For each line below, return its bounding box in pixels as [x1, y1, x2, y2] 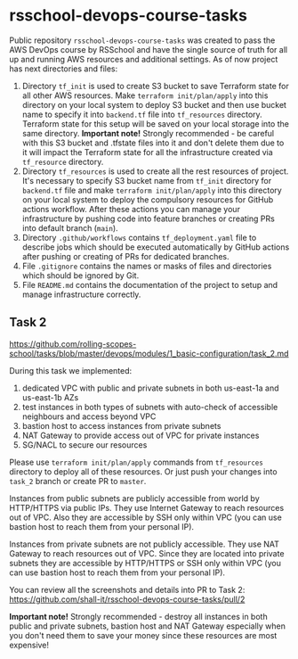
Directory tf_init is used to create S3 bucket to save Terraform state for [21, 80, 289, 91]
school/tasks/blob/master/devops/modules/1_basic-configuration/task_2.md [9, 348, 289, 358]
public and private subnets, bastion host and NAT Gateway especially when [9, 621, 286, 631]
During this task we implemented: [9, 365, 133, 375]
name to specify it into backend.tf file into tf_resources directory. [21, 109, 262, 119]
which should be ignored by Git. [21, 269, 140, 281]
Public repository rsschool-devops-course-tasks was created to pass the [9, 35, 276, 45]
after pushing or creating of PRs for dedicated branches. [21, 251, 230, 261]
